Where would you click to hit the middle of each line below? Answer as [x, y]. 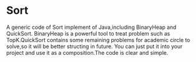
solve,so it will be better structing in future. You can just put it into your [94, 46]
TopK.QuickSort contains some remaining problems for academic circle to [98, 40]
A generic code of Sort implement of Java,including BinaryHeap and [91, 27]
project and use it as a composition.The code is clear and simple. [87, 52]
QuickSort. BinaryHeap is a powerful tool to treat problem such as [88, 33]
